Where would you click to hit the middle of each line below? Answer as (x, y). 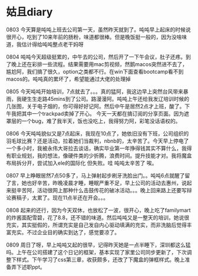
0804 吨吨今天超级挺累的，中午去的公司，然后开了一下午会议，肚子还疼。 (96, 57)
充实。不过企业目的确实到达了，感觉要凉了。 (65, 232)
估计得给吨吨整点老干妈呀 (52, 44)
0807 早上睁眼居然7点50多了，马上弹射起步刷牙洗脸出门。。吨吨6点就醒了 (95, 175)
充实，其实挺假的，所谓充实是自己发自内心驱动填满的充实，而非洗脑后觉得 (96, 225)
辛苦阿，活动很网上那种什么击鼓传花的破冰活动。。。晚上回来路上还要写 (101, 190)
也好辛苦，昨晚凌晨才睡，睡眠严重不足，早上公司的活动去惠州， (104, 183)
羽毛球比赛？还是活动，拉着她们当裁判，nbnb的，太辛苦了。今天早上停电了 (98, 141)
